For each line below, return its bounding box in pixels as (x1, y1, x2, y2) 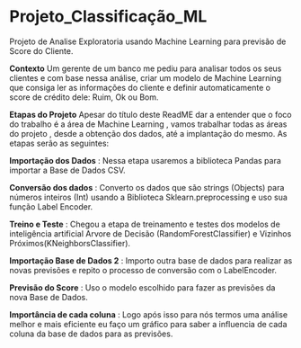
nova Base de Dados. (9, 291, 88, 302)
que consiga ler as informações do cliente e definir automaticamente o (9, 82, 271, 93)
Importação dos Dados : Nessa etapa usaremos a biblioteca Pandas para (9, 155, 281, 165)
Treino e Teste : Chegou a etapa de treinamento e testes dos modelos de (9, 219, 280, 229)
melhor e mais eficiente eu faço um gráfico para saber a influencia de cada (9, 318, 288, 329)
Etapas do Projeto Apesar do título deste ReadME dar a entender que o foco (9, 109, 292, 120)
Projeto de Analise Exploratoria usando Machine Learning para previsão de (9, 36, 287, 47)
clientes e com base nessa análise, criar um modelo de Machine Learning (9, 72, 281, 83)
